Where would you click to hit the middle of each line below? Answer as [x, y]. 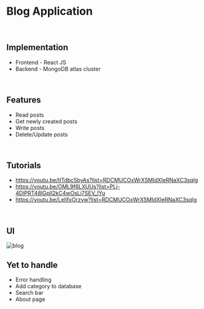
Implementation [37, 48]
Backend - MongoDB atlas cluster [58, 69]
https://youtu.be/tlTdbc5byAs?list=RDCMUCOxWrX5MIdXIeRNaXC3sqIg [107, 180]
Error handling [33, 280]
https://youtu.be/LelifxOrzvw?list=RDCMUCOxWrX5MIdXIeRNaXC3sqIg [106, 200]
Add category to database [48, 286]
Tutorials [24, 165]
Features [24, 100]
